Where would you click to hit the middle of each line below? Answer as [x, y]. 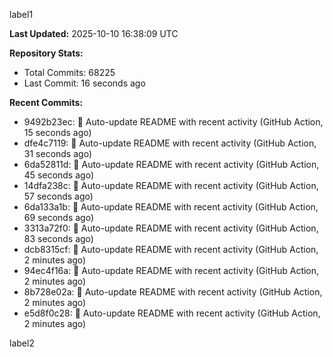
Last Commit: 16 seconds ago [84, 83]
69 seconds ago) [59, 217]
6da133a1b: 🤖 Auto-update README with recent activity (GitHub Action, [171, 207]
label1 [21, 14]
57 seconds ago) [58, 196]
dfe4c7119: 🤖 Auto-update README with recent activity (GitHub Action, [170, 143]
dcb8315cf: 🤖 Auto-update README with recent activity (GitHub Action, [171, 249]
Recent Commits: [46, 102]
